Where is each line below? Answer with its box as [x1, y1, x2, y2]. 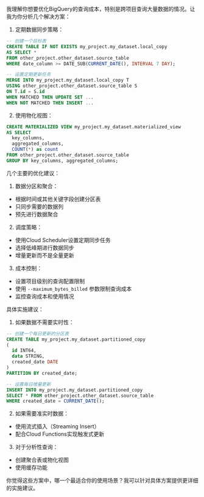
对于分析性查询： [15, 443, 58, 451]
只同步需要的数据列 [15, 203, 64, 210]
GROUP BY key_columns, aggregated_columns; [6, 158, 119, 164]
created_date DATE [12, 359, 59, 365]
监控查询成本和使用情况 [15, 293, 74, 300]
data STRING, [12, 353, 45, 360]
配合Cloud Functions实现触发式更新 [15, 431, 105, 438]
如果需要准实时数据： [15, 410, 69, 417]
